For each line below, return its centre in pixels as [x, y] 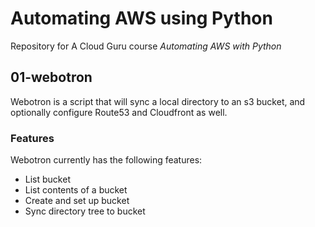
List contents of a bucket [76, 190]
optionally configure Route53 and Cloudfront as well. [119, 112]
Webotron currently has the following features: [106, 160]
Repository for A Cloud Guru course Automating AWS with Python [146, 46]
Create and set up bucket [77, 201]
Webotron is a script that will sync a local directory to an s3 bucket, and [158, 101]
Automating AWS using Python [141, 18]
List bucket [47, 179]
